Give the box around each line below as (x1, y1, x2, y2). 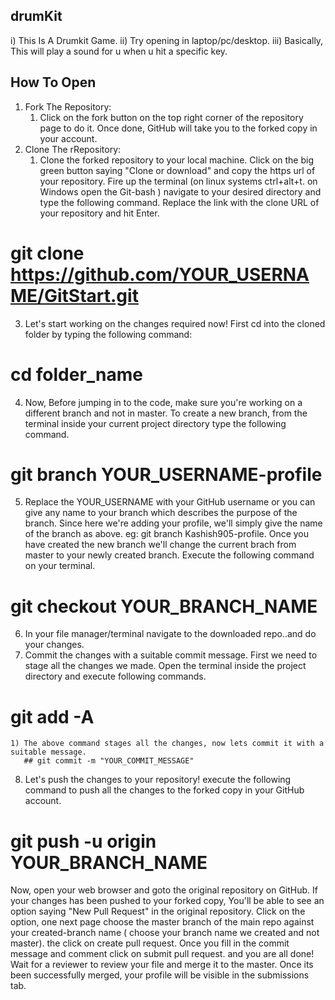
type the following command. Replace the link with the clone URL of (39, 196, 320, 208)
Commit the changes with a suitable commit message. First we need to (24, 649, 318, 661)
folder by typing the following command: (24, 328, 193, 340)
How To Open (10, 74, 97, 91)
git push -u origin (10, 830, 157, 853)
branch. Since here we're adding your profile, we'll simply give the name (24, 517, 323, 529)
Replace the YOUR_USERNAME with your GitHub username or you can (24, 496, 316, 508)
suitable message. (10, 747, 87, 758)
